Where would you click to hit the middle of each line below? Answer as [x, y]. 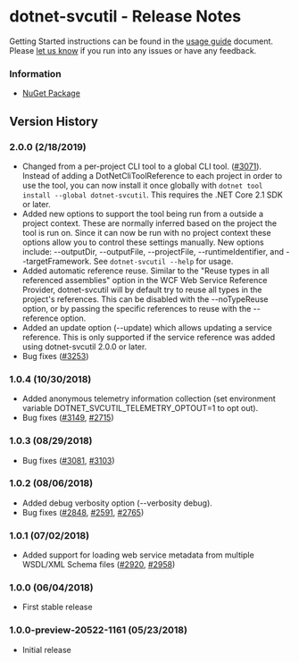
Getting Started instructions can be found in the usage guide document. [141, 41]
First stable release [57, 607]
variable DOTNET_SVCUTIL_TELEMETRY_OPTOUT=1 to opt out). [140, 408]
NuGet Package [51, 93]
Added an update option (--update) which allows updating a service [147, 327]
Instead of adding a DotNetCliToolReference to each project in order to [152, 175]
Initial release [46, 649]
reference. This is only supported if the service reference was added [148, 337]
